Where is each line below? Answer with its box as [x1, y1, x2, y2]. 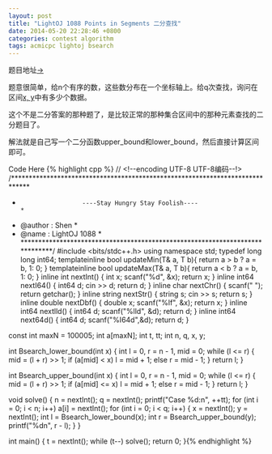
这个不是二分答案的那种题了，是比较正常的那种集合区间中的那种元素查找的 [8, 110, 257, 120]
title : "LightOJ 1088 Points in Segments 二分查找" [8, 19, 182, 28]
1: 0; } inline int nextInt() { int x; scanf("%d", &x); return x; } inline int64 [19, 272, 254, 282]
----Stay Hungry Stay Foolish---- [82, 199, 198, 207]
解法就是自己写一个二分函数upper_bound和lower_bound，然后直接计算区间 [8, 137, 259, 146]
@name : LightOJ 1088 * [19, 229, 102, 239]
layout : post [8, 11, 53, 20]
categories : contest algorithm [8, 34, 114, 43]
